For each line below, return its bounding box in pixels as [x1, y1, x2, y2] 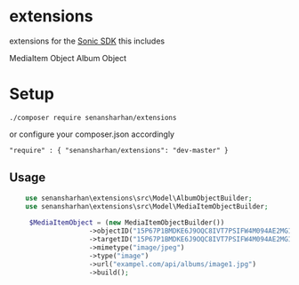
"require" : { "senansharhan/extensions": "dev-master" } [9, 146, 229, 154]
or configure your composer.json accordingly [9, 129, 175, 139]
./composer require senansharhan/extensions [9, 113, 177, 122]
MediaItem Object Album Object [9, 52, 127, 63]
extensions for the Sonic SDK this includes [9, 36, 166, 46]
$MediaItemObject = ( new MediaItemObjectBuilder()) [28, 218, 225, 227]
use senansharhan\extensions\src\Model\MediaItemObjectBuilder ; [25, 202, 269, 210]
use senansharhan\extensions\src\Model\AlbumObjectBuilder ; [25, 194, 253, 202]
